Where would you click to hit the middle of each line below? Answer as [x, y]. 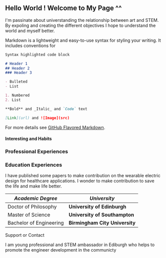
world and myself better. [30, 31]
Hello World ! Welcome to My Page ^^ [64, 8]
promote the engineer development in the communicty [61, 250]
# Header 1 [16, 64]
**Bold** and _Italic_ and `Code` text [46, 109]
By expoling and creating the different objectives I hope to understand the [81, 25]
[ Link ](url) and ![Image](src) [37, 118]
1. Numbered [17, 96]
